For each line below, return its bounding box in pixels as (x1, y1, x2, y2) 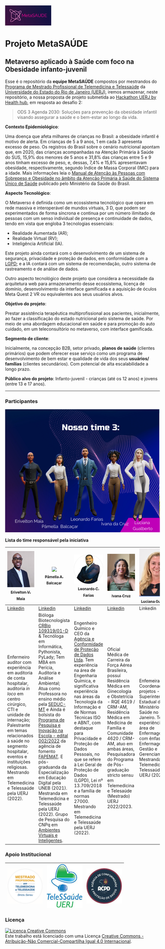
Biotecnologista (38, 618, 70, 623)
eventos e (7, 754, 27, 760)
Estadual (139, 698, 157, 704)
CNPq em (38, 822, 58, 828)
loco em (7, 691, 24, 697)
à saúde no (7, 738, 30, 744)
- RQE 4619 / (107, 698, 135, 704)
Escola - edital (38, 733, 68, 739)
